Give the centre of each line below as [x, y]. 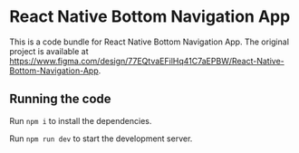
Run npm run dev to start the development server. [101, 139]
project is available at [49, 51]
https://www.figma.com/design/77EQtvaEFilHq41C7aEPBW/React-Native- [147, 61]
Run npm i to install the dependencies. [81, 120]
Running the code [60, 99]
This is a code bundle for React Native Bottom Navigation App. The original [149, 42]
